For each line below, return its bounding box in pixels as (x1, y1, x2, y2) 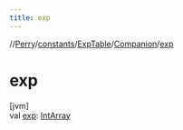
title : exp (9, 13, 51, 23)
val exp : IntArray (9, 110, 71, 121)
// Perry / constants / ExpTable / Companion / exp (9, 38, 174, 49)
